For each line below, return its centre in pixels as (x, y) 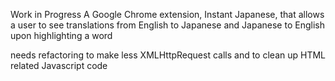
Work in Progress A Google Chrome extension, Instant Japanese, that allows (167, 14)
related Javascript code (59, 65)
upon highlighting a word (61, 35)
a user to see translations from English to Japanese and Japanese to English (167, 25)
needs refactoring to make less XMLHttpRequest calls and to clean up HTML (168, 55)
